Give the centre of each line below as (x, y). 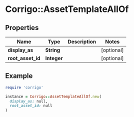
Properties (22, 28)
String (53, 50)
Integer (54, 58)
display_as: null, (29, 101)
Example (19, 76)
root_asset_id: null (31, 106)
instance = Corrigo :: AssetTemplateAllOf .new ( (53, 96)
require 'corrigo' (24, 87)
